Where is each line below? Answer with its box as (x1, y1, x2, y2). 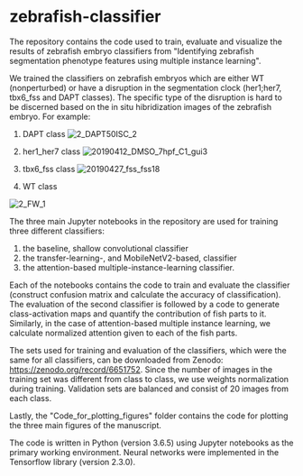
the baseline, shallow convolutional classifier (22, 243, 189, 253)
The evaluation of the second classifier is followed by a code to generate (9, 298, 280, 309)
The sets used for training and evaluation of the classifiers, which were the (9, 344, 287, 355)
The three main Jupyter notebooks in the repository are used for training (9, 215, 279, 226)
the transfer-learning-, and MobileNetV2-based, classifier (22, 252, 237, 263)
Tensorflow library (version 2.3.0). (9, 456, 136, 467)
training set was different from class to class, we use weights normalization (9, 373, 289, 384)
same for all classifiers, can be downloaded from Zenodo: (9, 354, 224, 365)
